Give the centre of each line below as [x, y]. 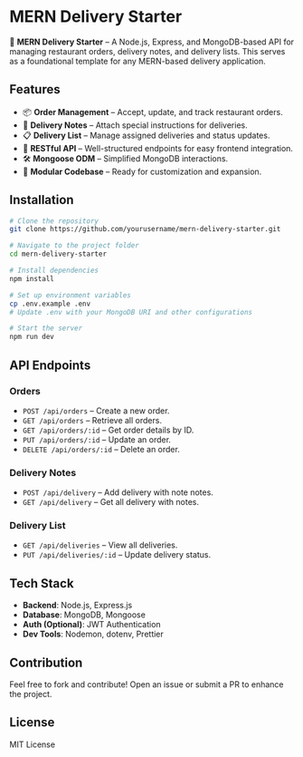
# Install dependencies [54, 271]
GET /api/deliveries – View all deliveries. [100, 545]
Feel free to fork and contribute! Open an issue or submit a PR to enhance [147, 684]
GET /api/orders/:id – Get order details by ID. [108, 430]
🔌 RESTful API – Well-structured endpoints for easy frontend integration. [158, 148]
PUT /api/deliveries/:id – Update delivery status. [117, 555]
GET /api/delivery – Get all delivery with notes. [110, 502]
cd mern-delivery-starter [58, 254]
